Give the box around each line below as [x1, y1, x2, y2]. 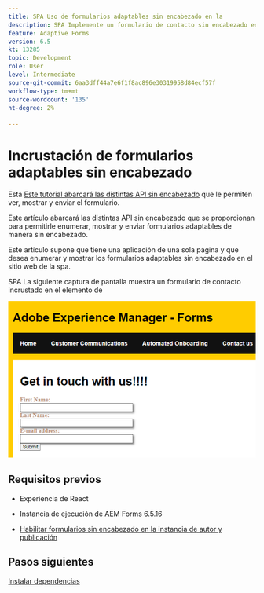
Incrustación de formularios [8, 147, 194, 165]
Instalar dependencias [8, 576, 80, 585]
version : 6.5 [8, 38, 51, 46]
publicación [19, 533, 58, 542]
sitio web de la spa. [8, 262, 71, 271]
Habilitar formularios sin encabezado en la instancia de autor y [19, 524, 222, 533]
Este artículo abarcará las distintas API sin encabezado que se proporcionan [8, 213, 255, 223]
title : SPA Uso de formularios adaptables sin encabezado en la [8, 13, 223, 20]
